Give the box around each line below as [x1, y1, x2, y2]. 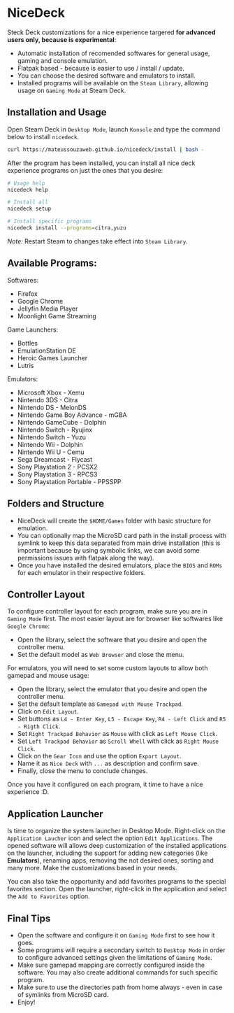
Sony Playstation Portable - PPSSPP [17, 477, 122, 486]
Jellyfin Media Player [17, 304, 78, 313]
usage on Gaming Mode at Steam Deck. [17, 86, 126, 94]
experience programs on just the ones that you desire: [7, 166, 163, 174]
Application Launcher [7, 808, 103, 820]
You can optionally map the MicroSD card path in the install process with [17, 531, 227, 539]
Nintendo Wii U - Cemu [17, 448, 85, 456]
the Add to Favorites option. [7, 892, 91, 900]
